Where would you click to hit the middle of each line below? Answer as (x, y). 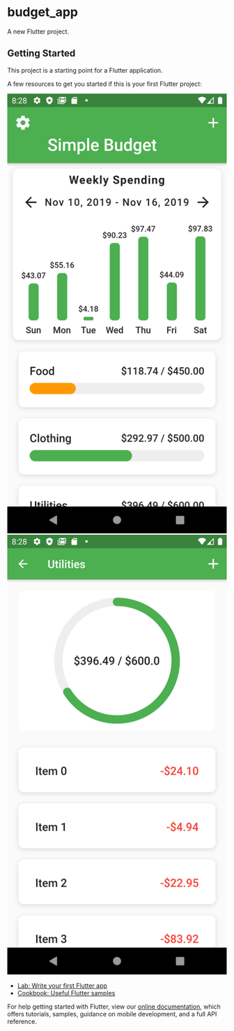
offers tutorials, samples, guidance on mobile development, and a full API (112, 1014)
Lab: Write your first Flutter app (62, 986)
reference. (22, 1021)
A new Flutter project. (38, 31)
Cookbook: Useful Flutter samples (66, 993)
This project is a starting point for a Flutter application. (85, 70)
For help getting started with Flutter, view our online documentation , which (114, 1007)
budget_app (43, 12)
